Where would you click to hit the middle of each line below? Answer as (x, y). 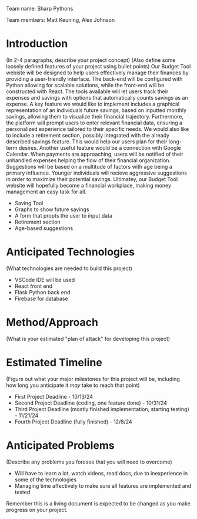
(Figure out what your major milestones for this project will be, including (93, 379)
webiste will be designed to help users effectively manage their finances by (98, 73)
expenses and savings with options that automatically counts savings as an (97, 97)
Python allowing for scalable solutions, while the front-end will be (85, 85)
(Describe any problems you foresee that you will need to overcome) (89, 462)
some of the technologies (46, 479)
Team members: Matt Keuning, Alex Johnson (61, 20)
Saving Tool (29, 203)
